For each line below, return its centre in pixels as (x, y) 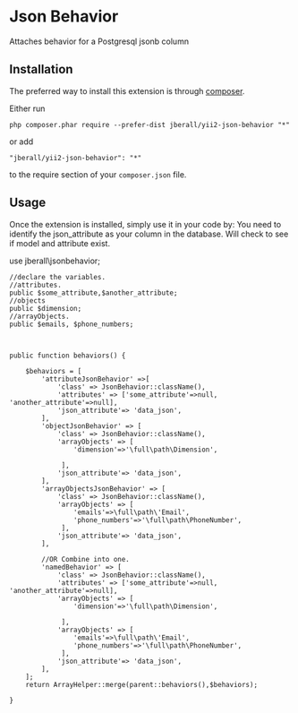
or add (21, 142)
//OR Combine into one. (85, 559)
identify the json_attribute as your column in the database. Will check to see (149, 234)
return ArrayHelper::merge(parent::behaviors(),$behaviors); (141, 684)
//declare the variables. (57, 277)
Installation (41, 69)
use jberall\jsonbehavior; (55, 261)
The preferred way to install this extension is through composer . (127, 90)
